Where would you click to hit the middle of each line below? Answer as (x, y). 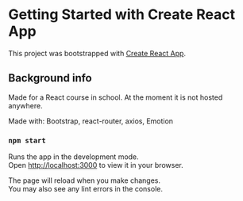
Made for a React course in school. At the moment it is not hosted (116, 97)
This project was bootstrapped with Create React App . (97, 53)
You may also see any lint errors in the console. (85, 189)
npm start (27, 140)
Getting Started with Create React (122, 15)
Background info (50, 78)
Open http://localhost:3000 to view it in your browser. (96, 165)
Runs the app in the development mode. (73, 157)
